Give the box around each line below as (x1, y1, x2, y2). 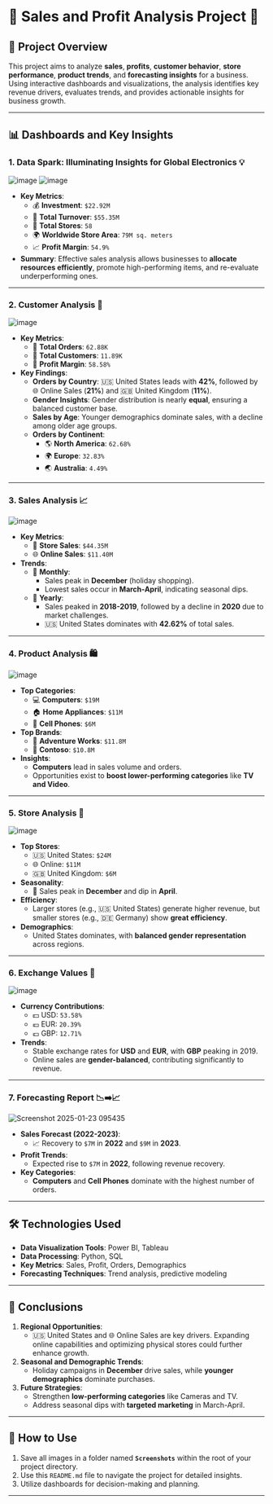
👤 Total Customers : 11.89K (32, 350, 123, 360)
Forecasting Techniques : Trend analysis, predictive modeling (19, 1269, 227, 1278)
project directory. (19, 1462, 79, 1471)
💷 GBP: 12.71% (32, 1028, 82, 1038)
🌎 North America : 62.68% (44, 438, 132, 448)
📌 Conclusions (8, 1300, 84, 1314)
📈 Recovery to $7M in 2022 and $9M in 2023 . (32, 1138, 181, 1148)
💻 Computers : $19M (32, 694, 100, 704)
